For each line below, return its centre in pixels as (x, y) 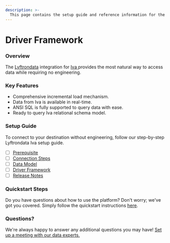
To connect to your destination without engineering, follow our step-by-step (85, 137)
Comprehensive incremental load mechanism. (61, 97)
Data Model (25, 164)
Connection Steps (32, 158)
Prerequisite (25, 152)
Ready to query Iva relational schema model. (59, 113)
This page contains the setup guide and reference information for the (88, 15)
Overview (18, 56)
